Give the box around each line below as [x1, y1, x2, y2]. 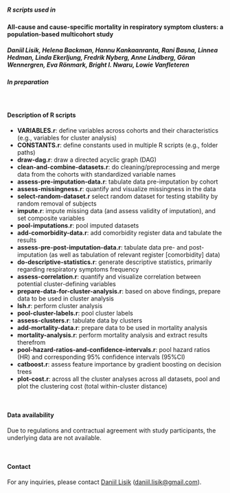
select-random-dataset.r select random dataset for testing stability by [16, 192, 218, 200]
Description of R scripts [7, 111, 76, 119]
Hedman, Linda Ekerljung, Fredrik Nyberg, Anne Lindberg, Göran [7, 53, 196, 61]
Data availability [7, 411, 54, 419]
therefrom [16, 338, 46, 347]
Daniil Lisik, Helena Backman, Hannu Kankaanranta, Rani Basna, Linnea [7, 45, 218, 54]
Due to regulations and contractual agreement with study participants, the [7, 426, 216, 435]
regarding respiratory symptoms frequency [16, 265, 139, 273]
